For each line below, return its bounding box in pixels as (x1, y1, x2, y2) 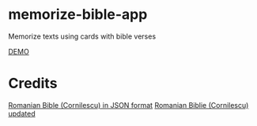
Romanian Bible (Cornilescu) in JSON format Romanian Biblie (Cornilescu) (8, 100, 249, 109)
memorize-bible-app (8, 6, 148, 24)
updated (8, 109, 36, 118)
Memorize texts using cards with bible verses (8, 31, 157, 41)
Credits (8, 75, 58, 92)
